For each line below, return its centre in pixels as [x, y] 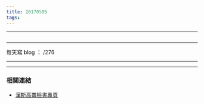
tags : [13, 18]
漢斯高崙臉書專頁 [36, 95]
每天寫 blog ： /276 [30, 52]
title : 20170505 [27, 12]
